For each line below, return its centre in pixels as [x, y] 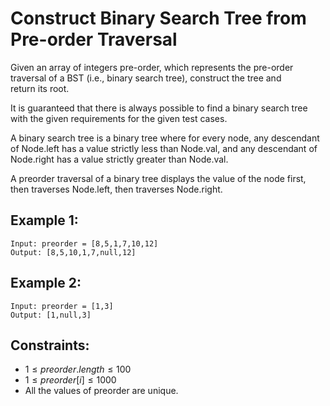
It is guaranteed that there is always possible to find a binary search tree [159, 108]
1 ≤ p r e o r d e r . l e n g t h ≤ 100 [78, 369]
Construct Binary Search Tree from [158, 18]
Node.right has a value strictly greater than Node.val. [119, 159]
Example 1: [44, 220]
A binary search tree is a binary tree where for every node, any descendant [165, 138]
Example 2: [46, 283]
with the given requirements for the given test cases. [119, 118]
